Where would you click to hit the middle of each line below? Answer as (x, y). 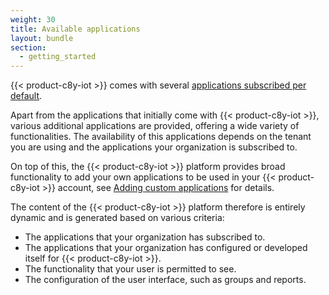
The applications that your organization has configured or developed (166, 248)
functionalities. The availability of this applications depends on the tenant (161, 137)
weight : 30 (33, 19)
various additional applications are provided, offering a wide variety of (155, 126)
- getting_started (58, 57)
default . (26, 96)
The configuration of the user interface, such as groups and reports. (165, 280)
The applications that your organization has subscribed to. (145, 237)
